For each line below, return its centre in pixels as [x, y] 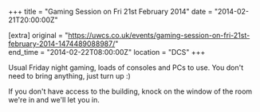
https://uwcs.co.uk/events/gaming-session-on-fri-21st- [159, 35]
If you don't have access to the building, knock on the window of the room [130, 91]
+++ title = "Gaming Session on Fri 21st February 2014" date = [110, 12]
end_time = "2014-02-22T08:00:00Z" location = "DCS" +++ [107, 52]
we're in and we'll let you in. [54, 100]
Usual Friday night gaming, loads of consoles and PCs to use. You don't [126, 68]
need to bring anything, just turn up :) [70, 76]
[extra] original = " [38, 35]
